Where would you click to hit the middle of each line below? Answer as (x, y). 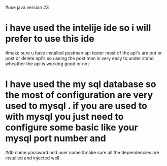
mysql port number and (56, 138)
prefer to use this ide (50, 39)
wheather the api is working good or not (47, 64)
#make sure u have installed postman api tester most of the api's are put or (84, 52)
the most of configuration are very (79, 95)
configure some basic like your (72, 128)
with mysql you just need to (64, 117)
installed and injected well (32, 158)
